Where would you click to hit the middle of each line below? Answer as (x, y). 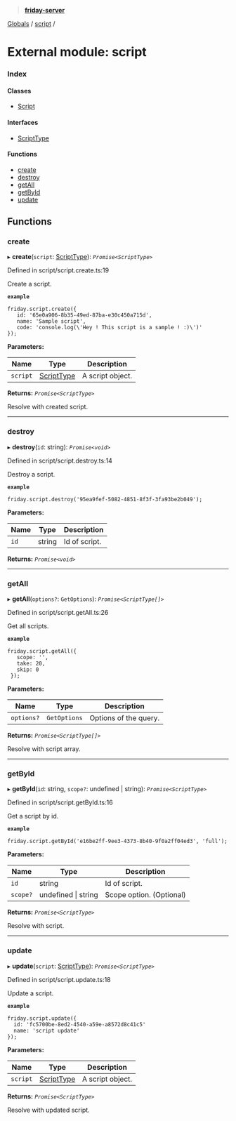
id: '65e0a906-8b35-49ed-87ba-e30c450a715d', (84, 315)
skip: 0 (28, 670)
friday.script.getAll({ (42, 651)
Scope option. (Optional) (145, 895)
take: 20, (31, 663)
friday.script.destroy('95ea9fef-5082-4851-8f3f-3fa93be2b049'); (105, 499)
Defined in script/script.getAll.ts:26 (58, 612)
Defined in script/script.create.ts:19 (58, 270)
